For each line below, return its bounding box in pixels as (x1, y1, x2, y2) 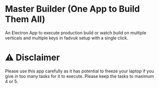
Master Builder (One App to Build (5, 3, 140, 15)
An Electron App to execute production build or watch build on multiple (5, 30, 146, 35)
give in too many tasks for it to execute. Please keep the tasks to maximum (5, 73, 154, 79)
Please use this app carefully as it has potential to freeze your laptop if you (5, 68, 154, 74)
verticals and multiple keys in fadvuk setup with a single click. (5, 35, 128, 41)
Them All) (5, 14, 46, 25)
